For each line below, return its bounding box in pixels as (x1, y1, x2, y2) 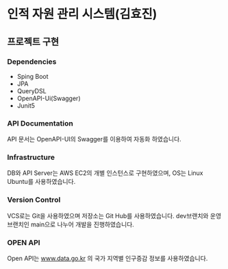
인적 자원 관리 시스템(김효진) (7, 6, 157, 22)
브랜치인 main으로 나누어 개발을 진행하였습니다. (7, 220, 135, 229)
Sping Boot (16, 72, 49, 80)
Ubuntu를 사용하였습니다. (7, 178, 76, 186)
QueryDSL (16, 86, 47, 95)
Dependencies (7, 56, 57, 66)
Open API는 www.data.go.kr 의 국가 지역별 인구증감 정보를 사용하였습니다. (7, 255, 208, 263)
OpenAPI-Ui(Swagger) (16, 94, 81, 102)
